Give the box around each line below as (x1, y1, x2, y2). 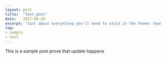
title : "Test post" (5, 12, 48, 17)
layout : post (5, 7, 32, 12)
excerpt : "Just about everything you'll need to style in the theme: (5, 21, 152, 26)
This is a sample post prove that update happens (5, 48, 105, 54)
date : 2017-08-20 (5, 16, 45, 21)
